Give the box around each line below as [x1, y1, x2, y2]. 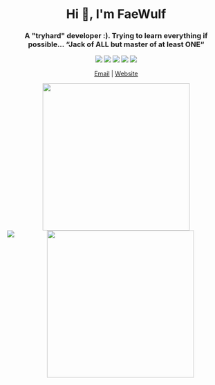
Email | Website [94, 69, 138, 78]
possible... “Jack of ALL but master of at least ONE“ [28, 39, 205, 49]
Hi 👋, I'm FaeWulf [66, 6, 167, 22]
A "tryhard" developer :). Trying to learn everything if [24, 31, 208, 41]
